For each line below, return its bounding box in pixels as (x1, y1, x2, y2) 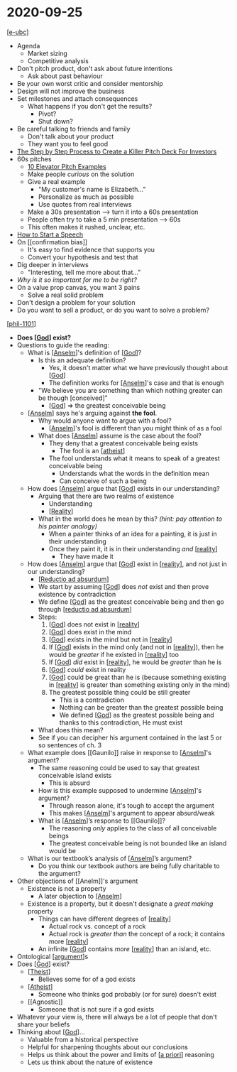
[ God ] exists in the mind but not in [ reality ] (48, 635, 172, 644)
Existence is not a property (27, 884, 107, 892)
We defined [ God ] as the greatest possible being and (59, 710, 214, 719)
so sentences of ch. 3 (38, 740, 102, 749)
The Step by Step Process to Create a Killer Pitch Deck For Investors (16, 147, 217, 156)
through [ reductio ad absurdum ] (38, 605, 132, 613)
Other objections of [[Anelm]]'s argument (16, 877, 138, 885)
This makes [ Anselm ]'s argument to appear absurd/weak (48, 808, 216, 817)
